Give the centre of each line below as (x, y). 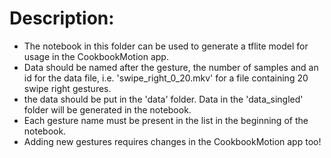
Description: (62, 18)
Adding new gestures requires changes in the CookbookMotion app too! (172, 141)
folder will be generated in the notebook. (107, 109)
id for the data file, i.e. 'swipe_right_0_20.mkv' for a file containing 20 (166, 78)
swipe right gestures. (67, 88)
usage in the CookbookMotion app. (96, 56)
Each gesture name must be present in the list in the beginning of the (166, 120)
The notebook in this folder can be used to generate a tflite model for (166, 46)
